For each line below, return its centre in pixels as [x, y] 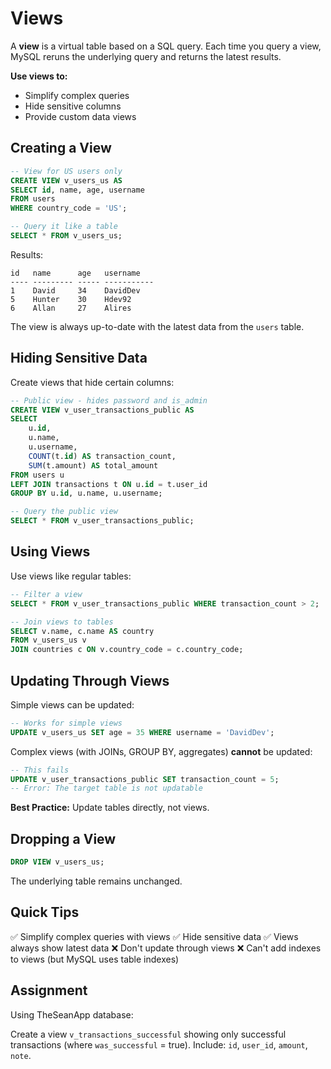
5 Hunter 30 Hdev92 [71, 299]
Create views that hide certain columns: [92, 382]
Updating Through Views [90, 680]
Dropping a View [63, 838]
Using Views [50, 552]
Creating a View [61, 148]
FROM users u [37, 475]
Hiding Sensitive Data [79, 358]
